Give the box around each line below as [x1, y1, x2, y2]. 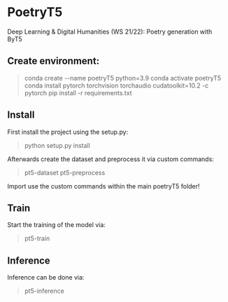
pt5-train [24, 234, 50, 242]
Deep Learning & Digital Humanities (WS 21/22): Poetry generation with [7, 27, 213, 36]
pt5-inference [24, 287, 64, 295]
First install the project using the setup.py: [7, 128, 129, 136]
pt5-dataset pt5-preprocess [24, 168, 106, 177]
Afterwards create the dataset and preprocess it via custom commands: [7, 155, 215, 163]
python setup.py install [24, 141, 91, 149]
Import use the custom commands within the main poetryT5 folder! [7, 181, 200, 190]
